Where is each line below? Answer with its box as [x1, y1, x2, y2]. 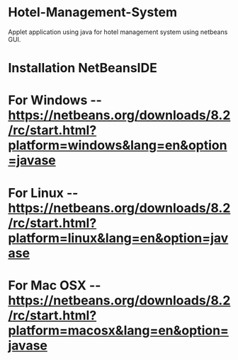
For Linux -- [8, 185, 79, 201]
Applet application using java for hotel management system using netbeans [8, 28, 228, 36]
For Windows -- [8, 93, 102, 108]
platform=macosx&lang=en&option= [8, 323, 229, 338]
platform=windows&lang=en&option [8, 137, 227, 153]
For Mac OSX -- [8, 277, 101, 294]
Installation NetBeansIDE [8, 60, 158, 76]
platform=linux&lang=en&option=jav [8, 230, 229, 246]
